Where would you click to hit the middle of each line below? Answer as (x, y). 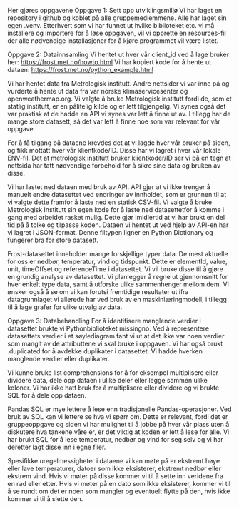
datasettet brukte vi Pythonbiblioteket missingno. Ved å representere (108, 328)
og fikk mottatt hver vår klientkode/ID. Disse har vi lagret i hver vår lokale (114, 150)
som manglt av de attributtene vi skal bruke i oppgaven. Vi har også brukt (115, 343)
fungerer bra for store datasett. (53, 240)
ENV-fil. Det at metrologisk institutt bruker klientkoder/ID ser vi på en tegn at (119, 158)
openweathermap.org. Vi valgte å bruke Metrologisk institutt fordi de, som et (119, 99)
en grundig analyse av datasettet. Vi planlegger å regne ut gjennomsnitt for (118, 277)
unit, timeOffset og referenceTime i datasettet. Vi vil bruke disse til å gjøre (115, 269)
